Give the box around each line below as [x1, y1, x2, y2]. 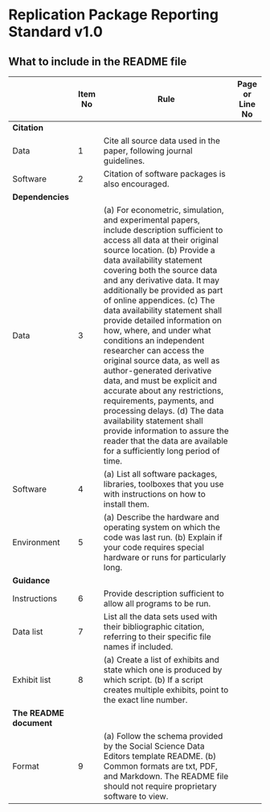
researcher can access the [103, 345, 205, 356]
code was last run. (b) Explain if [103, 532, 223, 543]
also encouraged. [103, 178, 170, 190]
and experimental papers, [103, 214, 201, 226]
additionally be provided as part [103, 285, 223, 296]
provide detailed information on [103, 315, 223, 326]
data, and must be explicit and [103, 375, 217, 386]
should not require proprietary [103, 781, 217, 792]
